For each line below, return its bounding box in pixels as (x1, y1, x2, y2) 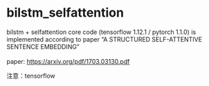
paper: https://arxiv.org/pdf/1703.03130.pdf (6, 57, 130, 65)
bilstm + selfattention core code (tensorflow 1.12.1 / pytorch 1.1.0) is (6, 28, 197, 36)
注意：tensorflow (6, 71, 56, 80)
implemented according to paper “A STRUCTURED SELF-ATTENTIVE (6, 35, 202, 43)
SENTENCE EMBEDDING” (6, 42, 80, 51)
